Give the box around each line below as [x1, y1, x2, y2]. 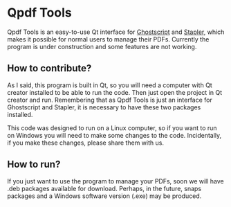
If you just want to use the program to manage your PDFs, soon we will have [7, 177, 225, 185]
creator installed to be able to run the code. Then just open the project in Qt [7, 88, 223, 96]
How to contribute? [7, 62, 92, 74]
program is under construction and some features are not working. [7, 42, 197, 51]
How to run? [7, 159, 61, 170]
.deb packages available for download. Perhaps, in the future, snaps [7, 184, 202, 192]
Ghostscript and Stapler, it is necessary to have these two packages [7, 102, 201, 111]
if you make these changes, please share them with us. [7, 138, 165, 147]
